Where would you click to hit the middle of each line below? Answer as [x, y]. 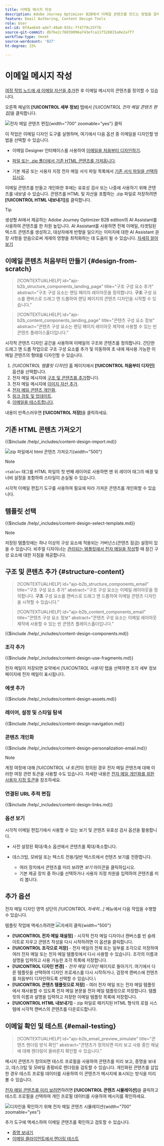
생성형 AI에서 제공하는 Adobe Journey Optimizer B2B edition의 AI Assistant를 [81, 220]
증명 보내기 [23, 1133]
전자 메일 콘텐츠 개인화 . [34, 390]
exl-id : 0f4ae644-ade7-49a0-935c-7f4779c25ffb [53, 28]
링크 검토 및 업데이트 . [32, 396]
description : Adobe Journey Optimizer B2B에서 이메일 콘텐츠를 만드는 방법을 [78, 14]
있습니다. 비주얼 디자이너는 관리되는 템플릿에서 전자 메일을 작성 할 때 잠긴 [84, 549]
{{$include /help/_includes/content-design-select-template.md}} [70, 523]
